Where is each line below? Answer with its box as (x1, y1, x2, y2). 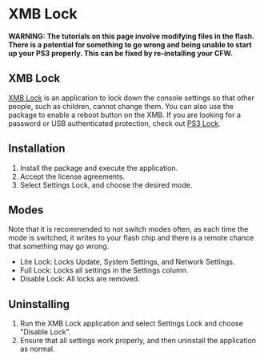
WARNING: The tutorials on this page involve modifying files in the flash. (8, 31, 254, 41)
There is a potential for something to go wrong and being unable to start (8, 39, 252, 49)
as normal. (19, 344, 55, 354)
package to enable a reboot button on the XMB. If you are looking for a (8, 110, 242, 119)
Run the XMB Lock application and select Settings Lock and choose (19, 318, 244, 329)
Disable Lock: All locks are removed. (19, 274, 140, 284)
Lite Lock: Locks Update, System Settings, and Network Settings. (19, 257, 235, 267)
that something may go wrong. (8, 241, 110, 251)
